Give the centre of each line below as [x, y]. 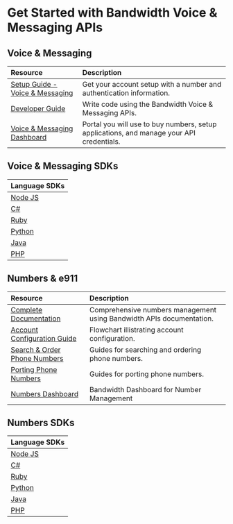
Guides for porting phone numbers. [147, 374]
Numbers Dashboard [44, 394]
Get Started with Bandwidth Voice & [112, 13]
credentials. [101, 142]
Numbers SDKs [41, 423]
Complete [27, 310]
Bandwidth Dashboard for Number [145, 389]
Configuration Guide [44, 338]
